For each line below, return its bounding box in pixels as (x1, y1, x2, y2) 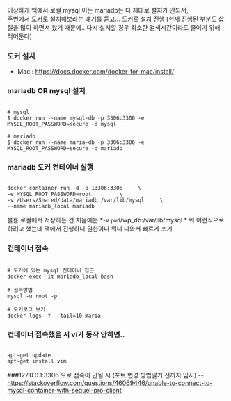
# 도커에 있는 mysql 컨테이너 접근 (7, 267, 95, 275)
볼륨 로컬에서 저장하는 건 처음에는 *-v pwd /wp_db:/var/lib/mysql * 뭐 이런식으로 (7, 215, 225, 224)
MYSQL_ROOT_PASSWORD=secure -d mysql (7, 120, 117, 127)
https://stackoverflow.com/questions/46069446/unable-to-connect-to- (7, 379, 213, 387)
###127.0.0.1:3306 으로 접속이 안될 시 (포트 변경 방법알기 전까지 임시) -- (7, 371, 204, 379)
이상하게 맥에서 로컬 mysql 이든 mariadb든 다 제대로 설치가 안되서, (7, 6, 189, 14)
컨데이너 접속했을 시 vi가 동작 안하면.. (7, 329, 125, 339)
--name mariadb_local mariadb (7, 202, 95, 210)
